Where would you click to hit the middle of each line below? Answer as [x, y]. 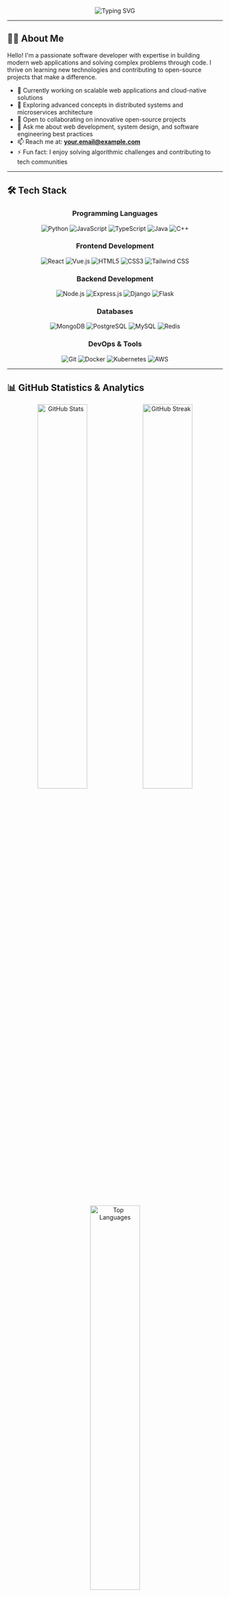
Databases [115, 312]
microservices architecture [55, 112]
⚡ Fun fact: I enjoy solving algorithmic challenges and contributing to [114, 152]
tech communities [42, 162]
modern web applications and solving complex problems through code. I [109, 62]
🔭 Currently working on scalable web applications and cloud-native [112, 90]
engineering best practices [55, 134]
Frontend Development [115, 246]
